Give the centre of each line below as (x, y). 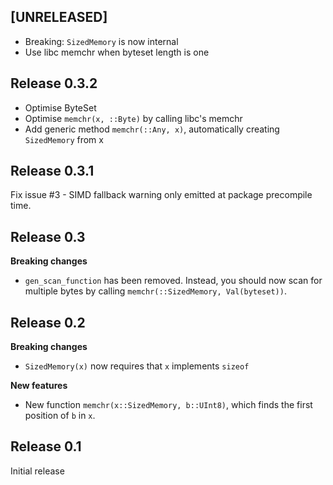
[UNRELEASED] (59, 17)
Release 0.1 (46, 446)
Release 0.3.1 (52, 171)
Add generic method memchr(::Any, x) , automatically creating (152, 129)
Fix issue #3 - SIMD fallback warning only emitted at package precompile (161, 195)
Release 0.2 (48, 322)
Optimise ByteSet (60, 107)
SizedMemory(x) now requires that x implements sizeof (137, 366)
